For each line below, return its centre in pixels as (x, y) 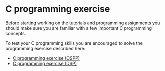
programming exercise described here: (45, 48)
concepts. (16, 33)
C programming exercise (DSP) (44, 63)
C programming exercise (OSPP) (46, 58)
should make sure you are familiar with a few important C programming (78, 28)
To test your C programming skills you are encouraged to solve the (74, 43)
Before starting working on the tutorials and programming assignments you (83, 23)
